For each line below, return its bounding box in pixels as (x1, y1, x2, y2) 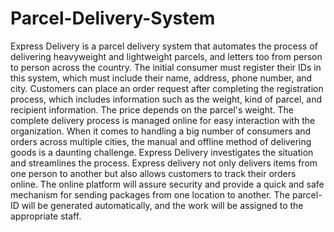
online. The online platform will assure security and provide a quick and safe (10, 178, 325, 190)
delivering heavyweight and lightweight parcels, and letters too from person (10, 50, 323, 62)
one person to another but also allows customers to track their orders (10, 167, 297, 179)
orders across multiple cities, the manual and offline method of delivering (10, 135, 312, 147)
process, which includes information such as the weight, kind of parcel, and (10, 93, 323, 105)
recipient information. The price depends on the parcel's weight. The (10, 103, 294, 116)
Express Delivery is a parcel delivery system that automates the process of (10, 40, 318, 52)
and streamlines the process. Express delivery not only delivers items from (10, 157, 318, 169)
